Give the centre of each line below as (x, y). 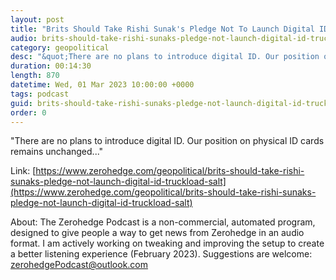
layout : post (37, 19)
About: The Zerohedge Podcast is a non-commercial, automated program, (163, 222)
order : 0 (28, 112)
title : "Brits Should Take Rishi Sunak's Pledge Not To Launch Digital (162, 29)
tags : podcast (40, 94)
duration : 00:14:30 (51, 66)
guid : (21, 103)
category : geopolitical (60, 47)
